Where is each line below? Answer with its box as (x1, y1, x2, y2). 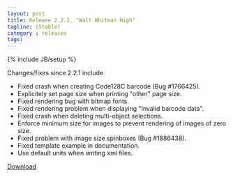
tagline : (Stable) (7, 23, 61, 30)
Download (7, 162, 37, 171)
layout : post (7, 10, 45, 17)
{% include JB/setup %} (7, 55, 77, 63)
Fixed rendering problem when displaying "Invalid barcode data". (17, 105, 204, 113)
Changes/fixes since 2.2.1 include (7, 69, 103, 77)
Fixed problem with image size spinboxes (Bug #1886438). (17, 134, 187, 143)
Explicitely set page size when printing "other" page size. (17, 90, 182, 98)
